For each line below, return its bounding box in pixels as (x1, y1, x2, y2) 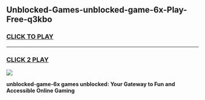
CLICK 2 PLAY (6, 55, 49, 64)
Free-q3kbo (6, 15, 52, 25)
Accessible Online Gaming (6, 87, 75, 94)
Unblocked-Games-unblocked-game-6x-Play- (6, 5, 187, 15)
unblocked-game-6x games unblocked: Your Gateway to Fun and (6, 80, 175, 87)
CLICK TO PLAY (6, 33, 54, 41)
